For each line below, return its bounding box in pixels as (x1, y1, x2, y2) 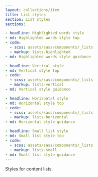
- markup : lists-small (10, 147, 57, 152)
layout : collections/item (5, 7, 59, 13)
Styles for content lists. (5, 166, 53, 172)
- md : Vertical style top (5, 68, 59, 73)
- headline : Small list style (5, 128, 69, 134)
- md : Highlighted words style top (5, 35, 80, 40)
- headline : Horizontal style (5, 96, 69, 101)
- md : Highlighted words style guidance (5, 54, 91, 59)
